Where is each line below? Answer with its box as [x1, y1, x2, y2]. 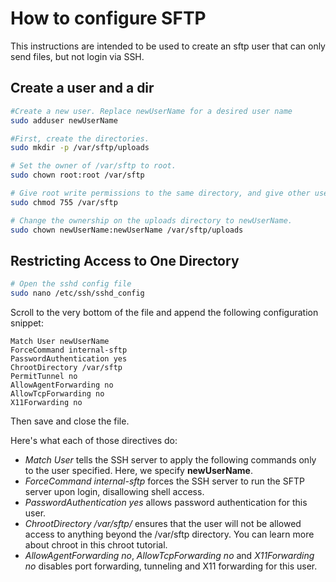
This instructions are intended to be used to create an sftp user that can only [10, 40, 326, 52]
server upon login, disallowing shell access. [24, 486, 205, 498]
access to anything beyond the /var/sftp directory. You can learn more [24, 528, 315, 541]
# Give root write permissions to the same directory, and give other [10, 188, 311, 198]
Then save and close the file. [10, 415, 130, 427]
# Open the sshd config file [10, 279, 132, 289]
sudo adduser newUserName [10, 115, 118, 126]
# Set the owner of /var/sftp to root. [10, 161, 177, 171]
